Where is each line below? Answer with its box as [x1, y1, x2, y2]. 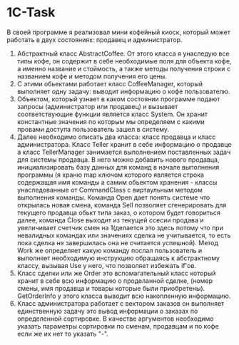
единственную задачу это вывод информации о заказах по [16, 307, 198, 315]
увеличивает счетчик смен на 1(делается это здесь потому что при [16, 223, 224, 232]
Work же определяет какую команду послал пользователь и [16, 246, 203, 254]
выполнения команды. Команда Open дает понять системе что [16, 193, 210, 202]
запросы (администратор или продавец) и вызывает [16, 102, 178, 110]
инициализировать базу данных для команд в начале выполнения [16, 163, 220, 171]
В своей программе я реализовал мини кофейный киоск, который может [6, 28, 231, 36]
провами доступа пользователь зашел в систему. [16, 125, 169, 133]
